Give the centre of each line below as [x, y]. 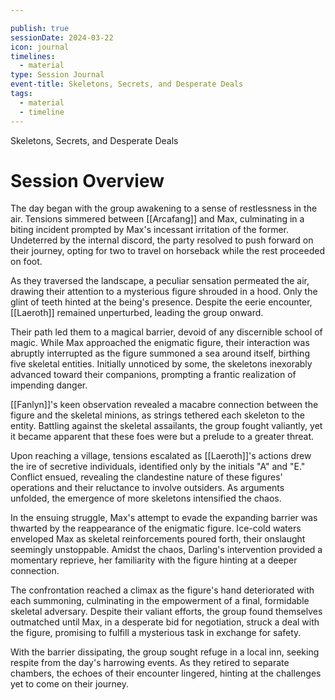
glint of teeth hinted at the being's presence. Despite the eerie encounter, [161, 302]
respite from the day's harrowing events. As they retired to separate [150, 663]
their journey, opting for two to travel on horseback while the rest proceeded [167, 251]
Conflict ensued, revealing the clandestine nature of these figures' [146, 477]
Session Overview [87, 180]
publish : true [40, 28]
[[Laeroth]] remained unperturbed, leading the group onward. [137, 313]
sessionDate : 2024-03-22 [62, 37]
